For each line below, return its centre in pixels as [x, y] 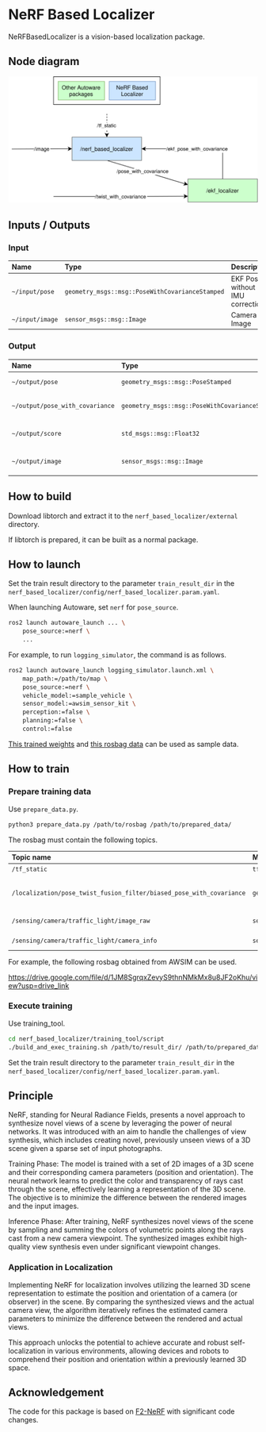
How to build [40, 497]
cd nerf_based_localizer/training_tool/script [86, 1039]
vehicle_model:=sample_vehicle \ [78, 695]
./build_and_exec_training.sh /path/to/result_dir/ [95, 1047]
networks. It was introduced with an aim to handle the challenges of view [127, 1132]
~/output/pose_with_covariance [63, 406]
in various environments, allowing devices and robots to [138, 1350]
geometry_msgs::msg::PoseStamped [177, 382]
